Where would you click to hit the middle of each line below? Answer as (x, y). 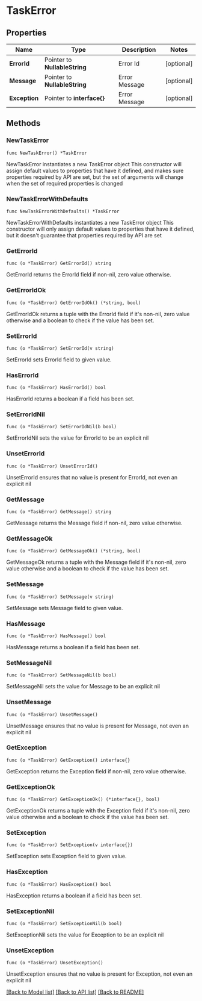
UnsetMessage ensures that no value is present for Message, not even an (98, 726)
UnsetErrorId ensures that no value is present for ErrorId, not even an (92, 477)
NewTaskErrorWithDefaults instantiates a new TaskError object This (90, 222)
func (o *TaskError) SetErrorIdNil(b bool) (62, 427)
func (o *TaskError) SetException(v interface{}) (70, 845)
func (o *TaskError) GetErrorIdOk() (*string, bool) (74, 303)
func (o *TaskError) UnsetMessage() (52, 714)
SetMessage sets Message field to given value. (65, 608)
